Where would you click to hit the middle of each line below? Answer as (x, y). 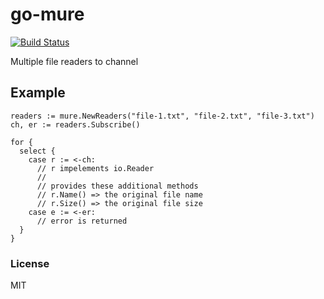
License (30, 263)
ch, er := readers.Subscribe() (75, 124)
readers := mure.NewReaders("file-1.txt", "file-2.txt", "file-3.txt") (162, 116)
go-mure (47, 14)
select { (37, 151)
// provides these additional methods (117, 186)
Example (38, 93)
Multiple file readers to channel (74, 61)
